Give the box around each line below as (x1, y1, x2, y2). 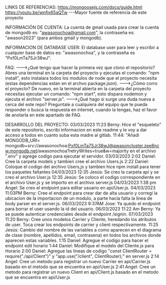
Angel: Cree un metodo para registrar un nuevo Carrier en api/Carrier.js (5, 259, 151, 264)
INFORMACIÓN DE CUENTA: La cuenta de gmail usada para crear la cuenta (5, 24, 160, 30)
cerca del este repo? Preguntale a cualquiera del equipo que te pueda (5, 102, 148, 107)
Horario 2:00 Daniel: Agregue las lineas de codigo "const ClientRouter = (5, 248, 152, 254)
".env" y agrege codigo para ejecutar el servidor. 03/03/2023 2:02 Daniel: (5, 153, 156, 159)
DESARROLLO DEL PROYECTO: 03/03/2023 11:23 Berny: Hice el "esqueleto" (5, 121, 162, 127)
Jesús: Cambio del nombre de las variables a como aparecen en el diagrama (5, 227, 162, 232)
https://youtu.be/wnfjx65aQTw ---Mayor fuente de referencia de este (5, 9, 147, 15)
